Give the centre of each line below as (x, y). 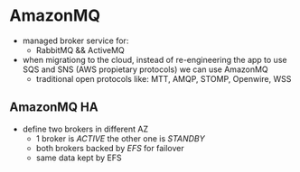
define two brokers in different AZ (85, 129)
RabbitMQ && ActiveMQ (80, 50)
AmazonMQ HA (54, 108)
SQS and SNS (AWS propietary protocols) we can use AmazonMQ (145, 69)
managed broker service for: (75, 41)
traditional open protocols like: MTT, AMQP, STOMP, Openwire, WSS (164, 78)
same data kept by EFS (79, 158)
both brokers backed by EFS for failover (110, 148)
